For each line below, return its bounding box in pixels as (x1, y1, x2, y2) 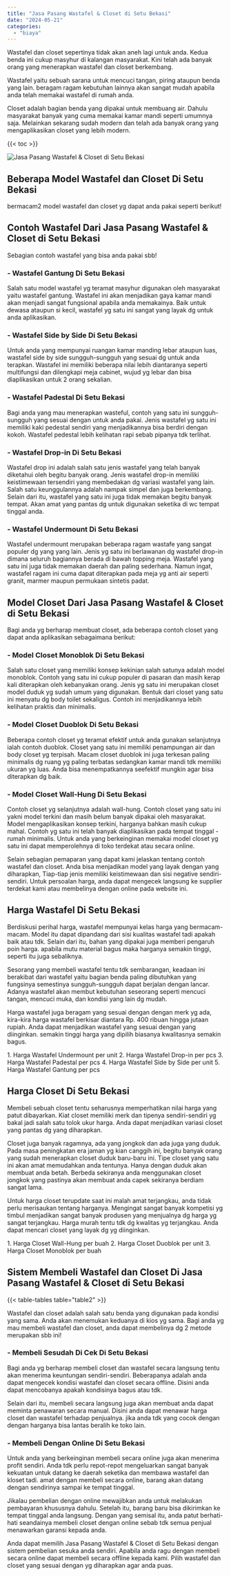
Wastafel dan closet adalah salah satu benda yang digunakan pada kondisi (7, 1308, 219, 1317)
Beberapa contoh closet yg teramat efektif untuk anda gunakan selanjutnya (7, 735, 221, 744)
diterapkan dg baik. (7, 772, 62, 780)
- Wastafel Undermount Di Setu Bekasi (7, 524, 139, 534)
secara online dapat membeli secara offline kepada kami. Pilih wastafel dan (7, 1554, 221, 1562)
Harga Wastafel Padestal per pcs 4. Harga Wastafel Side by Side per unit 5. (7, 1058, 221, 1066)
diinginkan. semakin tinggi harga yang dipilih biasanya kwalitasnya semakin (7, 1030, 221, 1038)
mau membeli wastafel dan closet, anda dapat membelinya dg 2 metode (7, 1324, 212, 1332)
